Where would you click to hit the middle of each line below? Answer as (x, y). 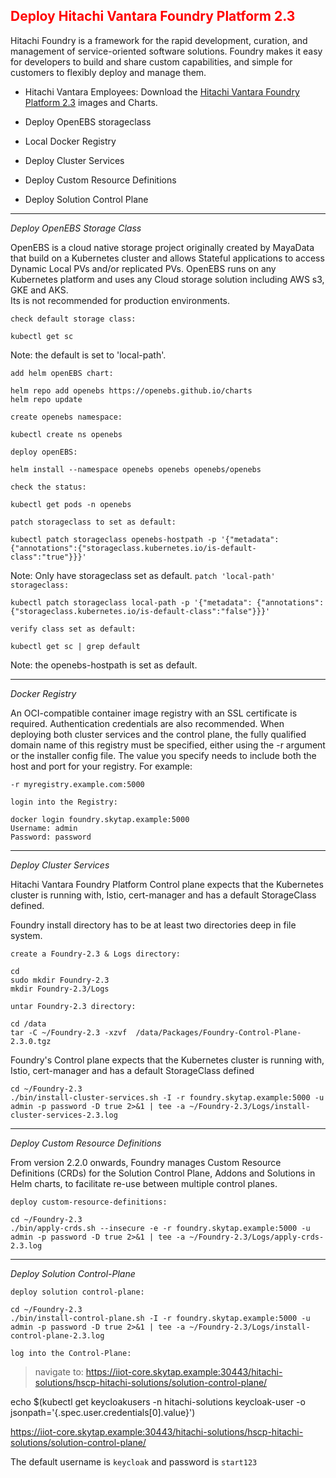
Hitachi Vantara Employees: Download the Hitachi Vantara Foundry (162, 91)
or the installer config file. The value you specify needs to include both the (163, 755)
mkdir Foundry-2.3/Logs (60, 989)
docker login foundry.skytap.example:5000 (100, 819)
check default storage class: (73, 319)
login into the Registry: (64, 802)
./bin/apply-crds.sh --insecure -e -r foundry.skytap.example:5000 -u (160, 1228)
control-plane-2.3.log (57, 1335)
